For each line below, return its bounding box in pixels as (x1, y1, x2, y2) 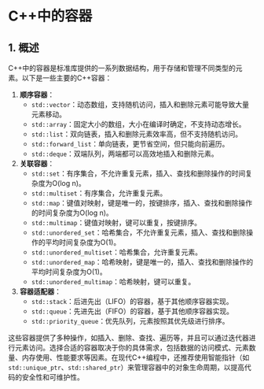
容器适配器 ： (19, 287, 61, 296)
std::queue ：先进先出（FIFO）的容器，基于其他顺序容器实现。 (31, 306, 234, 316)
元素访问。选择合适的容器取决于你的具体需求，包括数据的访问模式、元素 (14, 343, 249, 352)
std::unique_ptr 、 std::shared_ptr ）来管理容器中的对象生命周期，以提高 (8, 363, 245, 372)
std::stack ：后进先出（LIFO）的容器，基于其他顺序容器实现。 (31, 297, 233, 306)
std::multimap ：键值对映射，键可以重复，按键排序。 (31, 218, 202, 227)
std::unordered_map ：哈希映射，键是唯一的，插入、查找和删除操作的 (31, 257, 254, 266)
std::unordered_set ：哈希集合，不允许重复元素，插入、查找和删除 (31, 228, 247, 237)
